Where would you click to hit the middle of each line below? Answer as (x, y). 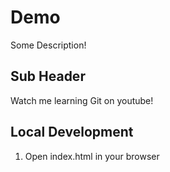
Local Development (72, 132)
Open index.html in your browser (92, 156)
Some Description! (48, 45)
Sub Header (48, 76)
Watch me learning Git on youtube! (82, 100)
